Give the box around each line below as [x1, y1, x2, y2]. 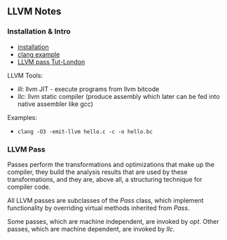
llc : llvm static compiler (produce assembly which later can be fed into [17, 92, 220, 100]
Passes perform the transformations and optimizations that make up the [7, 160, 215, 168]
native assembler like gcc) [17, 100, 93, 108]
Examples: [7, 113, 37, 121]
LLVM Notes [7, 6, 62, 18]
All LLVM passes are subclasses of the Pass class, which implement [7, 196, 205, 204]
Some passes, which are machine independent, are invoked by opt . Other [7, 217, 219, 225]
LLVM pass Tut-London [17, 58, 85, 66]
